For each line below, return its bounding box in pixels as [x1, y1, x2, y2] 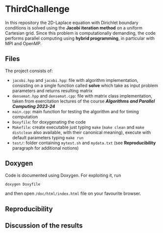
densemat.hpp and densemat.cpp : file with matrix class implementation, [12, 93, 153, 99]
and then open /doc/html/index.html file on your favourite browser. [5, 190, 141, 197]
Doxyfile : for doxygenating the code [12, 119, 86, 125]
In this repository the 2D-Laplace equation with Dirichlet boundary [5, 20, 139, 26]
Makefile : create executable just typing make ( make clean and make [12, 124, 144, 130]
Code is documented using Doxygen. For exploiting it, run [5, 172, 121, 178]
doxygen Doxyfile [5, 181, 41, 187]
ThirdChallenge [5, 3, 70, 15]
